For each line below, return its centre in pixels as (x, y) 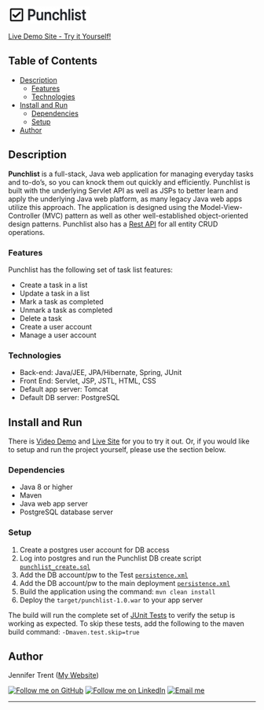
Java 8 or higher (46, 487)
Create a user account (55, 326)
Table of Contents (53, 61)
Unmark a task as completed (66, 310)
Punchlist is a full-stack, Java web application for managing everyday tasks (131, 174)
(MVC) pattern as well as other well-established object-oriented (145, 215)
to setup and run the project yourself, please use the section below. (117, 450)
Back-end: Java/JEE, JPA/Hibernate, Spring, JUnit (101, 373)
